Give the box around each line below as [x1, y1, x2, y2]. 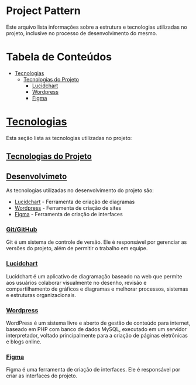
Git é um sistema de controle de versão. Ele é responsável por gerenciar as [6, 239, 187, 246]
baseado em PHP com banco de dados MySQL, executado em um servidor [6, 325, 187, 332]
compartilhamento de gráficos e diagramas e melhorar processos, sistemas [6, 285, 188, 292]
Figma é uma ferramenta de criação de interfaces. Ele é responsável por [6, 366, 181, 373]
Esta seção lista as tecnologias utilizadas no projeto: [6, 134, 132, 141]
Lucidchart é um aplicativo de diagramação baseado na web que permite [6, 272, 183, 280]
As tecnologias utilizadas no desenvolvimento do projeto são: [6, 187, 154, 194]
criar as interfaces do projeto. [6, 372, 78, 379]
